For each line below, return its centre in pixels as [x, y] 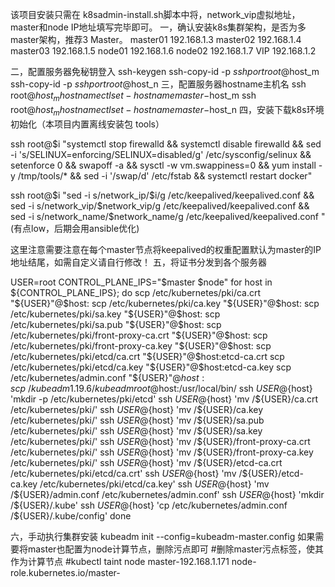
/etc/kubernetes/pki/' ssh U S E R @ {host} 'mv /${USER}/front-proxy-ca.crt [160, 441]
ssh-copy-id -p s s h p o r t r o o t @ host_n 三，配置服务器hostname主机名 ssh [158, 84]
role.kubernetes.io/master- [65, 572]
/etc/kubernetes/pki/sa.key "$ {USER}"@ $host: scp [115, 314]
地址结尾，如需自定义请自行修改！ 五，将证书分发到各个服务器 [138, 262]
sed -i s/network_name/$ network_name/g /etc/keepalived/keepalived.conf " [168, 216]
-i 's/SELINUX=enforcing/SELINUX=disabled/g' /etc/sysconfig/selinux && [161, 154]
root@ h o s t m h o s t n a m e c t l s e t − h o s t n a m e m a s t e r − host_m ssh [133, 96]
